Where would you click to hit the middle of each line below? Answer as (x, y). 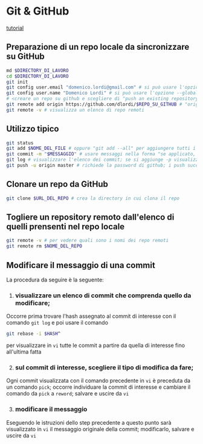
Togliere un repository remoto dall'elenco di (90, 217)
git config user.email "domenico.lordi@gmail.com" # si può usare (92, 87)
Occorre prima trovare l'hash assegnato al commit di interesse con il (91, 316)
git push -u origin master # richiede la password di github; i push (96, 166)
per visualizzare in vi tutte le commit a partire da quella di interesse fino (96, 345)
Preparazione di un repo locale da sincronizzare (98, 47)
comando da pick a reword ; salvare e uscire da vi (68, 394)
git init (17, 82)
